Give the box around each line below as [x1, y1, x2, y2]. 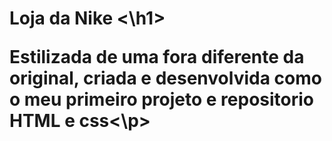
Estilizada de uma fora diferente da [9, 46, 305, 69]
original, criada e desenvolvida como [9, 67, 322, 90]
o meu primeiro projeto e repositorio [9, 88, 315, 111]
